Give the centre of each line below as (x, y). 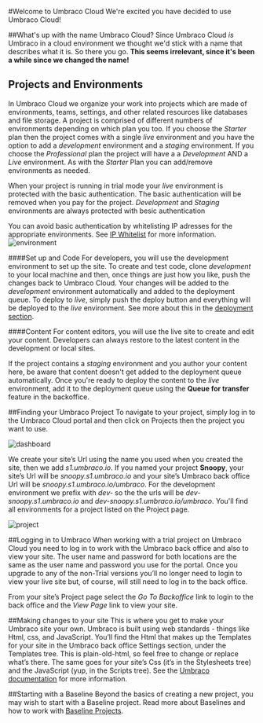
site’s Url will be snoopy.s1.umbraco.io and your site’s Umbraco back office (129, 475)
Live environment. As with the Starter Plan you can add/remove (111, 162)
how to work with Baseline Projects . (66, 710)
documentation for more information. (68, 678)
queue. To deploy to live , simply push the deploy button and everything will (130, 299)
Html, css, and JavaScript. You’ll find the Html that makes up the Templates (130, 637)
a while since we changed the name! (69, 60)
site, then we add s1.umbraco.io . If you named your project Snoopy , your (126, 468)
